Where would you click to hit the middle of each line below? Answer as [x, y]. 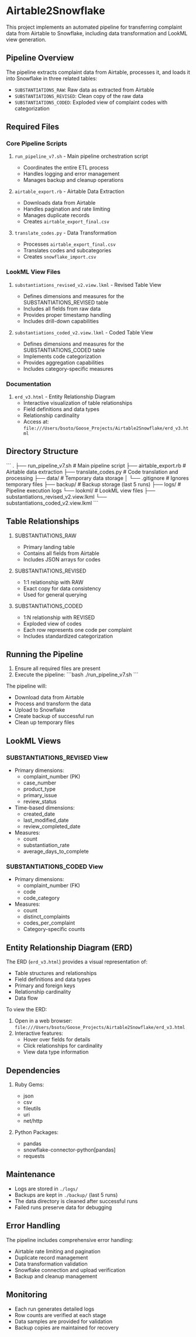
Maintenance [31, 1174]
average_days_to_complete [56, 851]
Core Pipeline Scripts [37, 144]
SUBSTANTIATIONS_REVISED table [66, 302]
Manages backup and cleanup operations [73, 180]
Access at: [36, 422]
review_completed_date [52, 827]
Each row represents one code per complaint [78, 629]
